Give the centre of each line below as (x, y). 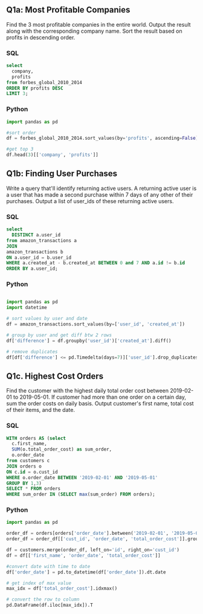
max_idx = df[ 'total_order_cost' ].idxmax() (62, 589)
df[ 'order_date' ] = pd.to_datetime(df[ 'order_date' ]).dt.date (86, 572)
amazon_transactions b (35, 252)
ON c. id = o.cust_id (32, 472)
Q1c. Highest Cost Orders (55, 376)
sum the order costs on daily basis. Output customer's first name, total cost (100, 403)
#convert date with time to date (48, 566)
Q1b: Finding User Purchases (62, 174)
